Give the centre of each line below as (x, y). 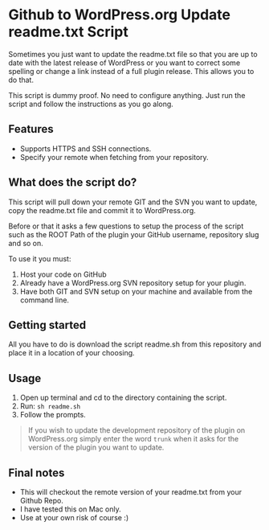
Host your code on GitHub (63, 274)
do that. (21, 80)
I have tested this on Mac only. (71, 509)
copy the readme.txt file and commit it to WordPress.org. (102, 210)
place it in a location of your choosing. (71, 353)
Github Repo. (42, 501)
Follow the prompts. (53, 415)
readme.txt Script (68, 32)
